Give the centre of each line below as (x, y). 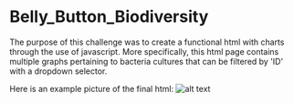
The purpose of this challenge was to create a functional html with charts (147, 42)
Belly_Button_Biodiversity (109, 17)
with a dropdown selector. (58, 71)
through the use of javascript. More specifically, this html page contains (144, 51)
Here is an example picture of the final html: (92, 88)
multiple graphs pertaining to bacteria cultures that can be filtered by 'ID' (147, 61)
